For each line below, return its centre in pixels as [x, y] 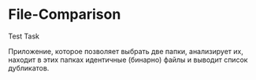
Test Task [24, 36]
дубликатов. [29, 67]
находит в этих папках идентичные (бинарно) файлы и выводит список [128, 60]
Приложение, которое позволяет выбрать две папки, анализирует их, [126, 51]
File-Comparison [65, 15]
